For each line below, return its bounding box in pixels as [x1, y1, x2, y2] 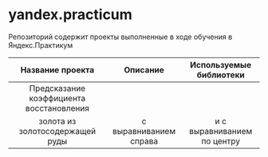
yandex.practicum [8, 6, 133, 24]
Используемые [190, 59, 252, 70]
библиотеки [196, 69, 245, 80]
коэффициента [29, 92, 86, 104]
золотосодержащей [18, 125, 97, 136]
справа [130, 135, 158, 147]
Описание [123, 64, 165, 75]
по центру [201, 135, 241, 147]
